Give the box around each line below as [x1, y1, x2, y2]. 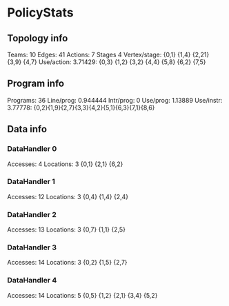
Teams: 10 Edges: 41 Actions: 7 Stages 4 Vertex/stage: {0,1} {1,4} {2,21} [7, 50, 210, 59]
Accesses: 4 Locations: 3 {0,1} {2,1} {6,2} [7, 160, 123, 168]
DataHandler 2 [7, 210, 57, 219]
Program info [7, 78, 64, 90]
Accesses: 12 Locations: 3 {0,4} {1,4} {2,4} [7, 192, 129, 201]
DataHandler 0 [7, 144, 57, 154]
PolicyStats [7, 5, 74, 21]
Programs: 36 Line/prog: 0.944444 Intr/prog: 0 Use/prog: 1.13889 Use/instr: [7, 96, 223, 104]
